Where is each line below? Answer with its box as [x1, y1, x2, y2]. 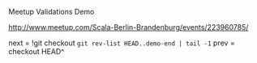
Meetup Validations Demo [8, 7, 95, 16]
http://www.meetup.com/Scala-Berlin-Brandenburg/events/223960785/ [8, 23, 249, 31]
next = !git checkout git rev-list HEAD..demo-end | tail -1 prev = [8, 38, 235, 48]
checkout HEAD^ [8, 47, 65, 56]
